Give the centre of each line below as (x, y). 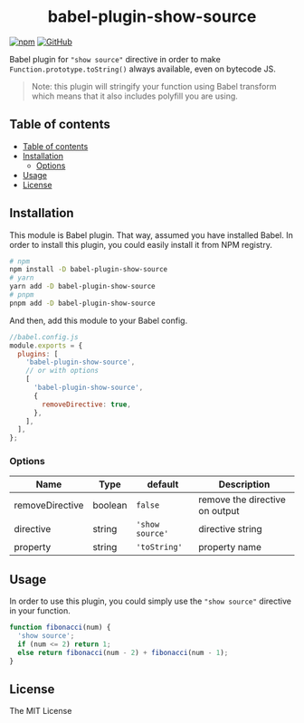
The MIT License (41, 711)
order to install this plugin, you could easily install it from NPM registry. (141, 244)
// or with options (62, 371)
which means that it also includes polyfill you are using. (134, 96)
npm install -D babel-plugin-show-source (89, 270)
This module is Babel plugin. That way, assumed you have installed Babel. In (152, 235)
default (163, 484)
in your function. (40, 611)
